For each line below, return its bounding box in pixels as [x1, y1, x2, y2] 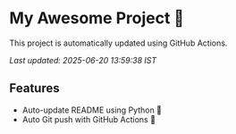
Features [9, 80, 60, 96]
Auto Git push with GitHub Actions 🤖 [21, 113, 156, 124]
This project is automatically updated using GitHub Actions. [9, 38, 228, 48]
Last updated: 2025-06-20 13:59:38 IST [9, 54, 157, 65]
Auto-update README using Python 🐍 [21, 105, 163, 115]
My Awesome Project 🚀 [9, 8, 185, 29]
